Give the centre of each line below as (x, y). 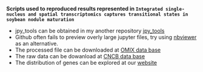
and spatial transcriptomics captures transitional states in (108, 14)
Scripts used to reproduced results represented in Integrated (85, 9)
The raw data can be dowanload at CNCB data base (80, 56)
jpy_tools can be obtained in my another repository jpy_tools (90, 31)
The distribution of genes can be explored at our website (86, 63)
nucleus (16, 14)
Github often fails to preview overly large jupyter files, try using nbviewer (106, 37)
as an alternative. (37, 43)
